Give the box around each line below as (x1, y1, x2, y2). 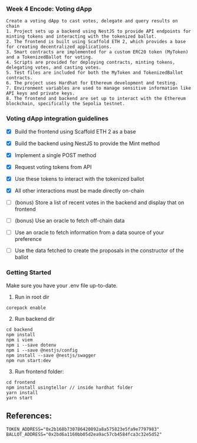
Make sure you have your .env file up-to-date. (6, 282, 118, 289)
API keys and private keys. (6, 90, 75, 96)
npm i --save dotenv (6, 342, 57, 348)
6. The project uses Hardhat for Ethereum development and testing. (6, 80, 178, 86)
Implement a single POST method (14, 151, 96, 158)
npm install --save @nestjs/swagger (6, 352, 96, 359)
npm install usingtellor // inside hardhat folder (6, 385, 133, 390)
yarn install (6, 389, 38, 396)
